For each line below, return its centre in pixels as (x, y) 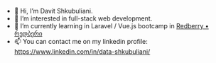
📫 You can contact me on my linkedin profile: (81, 41)
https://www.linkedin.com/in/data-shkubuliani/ (82, 52)
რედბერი (28, 33)
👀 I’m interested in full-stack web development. (83, 18)
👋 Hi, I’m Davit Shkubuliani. (53, 11)
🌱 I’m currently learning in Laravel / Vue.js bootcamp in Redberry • (112, 26)
